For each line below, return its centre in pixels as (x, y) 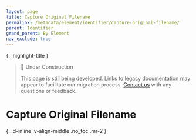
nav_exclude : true (28, 39)
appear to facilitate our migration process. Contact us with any (96, 85)
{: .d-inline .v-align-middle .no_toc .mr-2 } (56, 131)
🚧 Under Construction (47, 67)
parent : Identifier (30, 28)
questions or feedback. (48, 91)
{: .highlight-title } (27, 56)
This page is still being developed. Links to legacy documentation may (105, 78)
